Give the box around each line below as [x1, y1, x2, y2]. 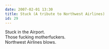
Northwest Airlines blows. [5, 39, 57, 45]
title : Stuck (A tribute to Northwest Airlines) [5, 12, 105, 16]
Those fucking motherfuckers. [5, 34, 66, 40]
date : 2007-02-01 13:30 [5, 7, 53, 12]
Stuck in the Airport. [5, 29, 45, 35]
